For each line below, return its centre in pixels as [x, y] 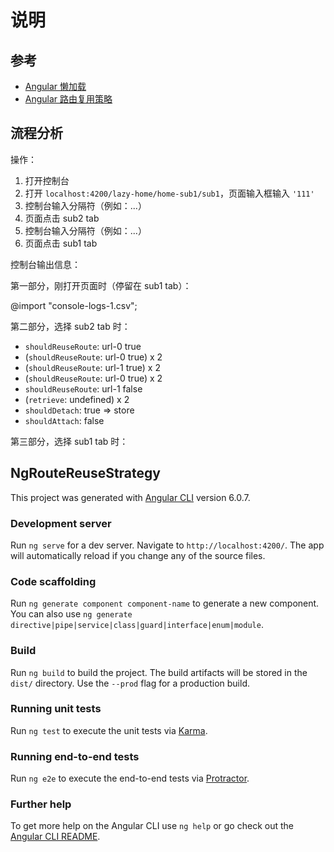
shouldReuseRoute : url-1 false [83, 388]
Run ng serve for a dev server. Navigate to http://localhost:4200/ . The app [167, 545]
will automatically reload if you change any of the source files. [138, 555]
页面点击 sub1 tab [61, 243]
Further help [41, 804]
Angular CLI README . [55, 837]
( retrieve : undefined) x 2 [77, 399]
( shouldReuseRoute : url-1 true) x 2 [92, 367]
